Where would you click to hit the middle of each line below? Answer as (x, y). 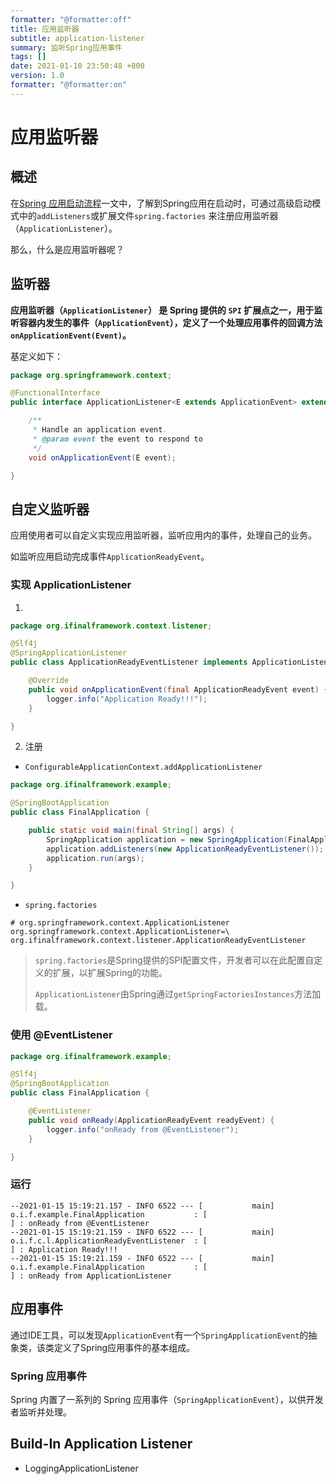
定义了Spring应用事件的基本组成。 (124, 1347)
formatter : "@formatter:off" (71, 19)
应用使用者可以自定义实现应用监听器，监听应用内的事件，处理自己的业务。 (163, 535)
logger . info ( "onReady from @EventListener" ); (143, 1129)
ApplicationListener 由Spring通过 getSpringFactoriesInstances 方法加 (178, 994)
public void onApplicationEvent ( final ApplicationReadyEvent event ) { (178, 689)
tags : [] (28, 57)
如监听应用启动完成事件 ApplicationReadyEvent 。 (110, 557)
